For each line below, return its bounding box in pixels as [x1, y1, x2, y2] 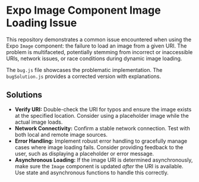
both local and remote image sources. [14, 131, 108, 138]
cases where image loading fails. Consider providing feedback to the [14, 143, 184, 150]
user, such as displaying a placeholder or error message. [14, 150, 154, 157]
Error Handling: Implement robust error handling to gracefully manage [14, 137, 188, 145]
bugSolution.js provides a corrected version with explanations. [6, 73, 162, 80]
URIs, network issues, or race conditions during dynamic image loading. [6, 55, 182, 62]
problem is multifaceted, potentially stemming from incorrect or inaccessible [6, 48, 193, 55]
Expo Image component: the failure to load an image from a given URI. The [6, 42, 187, 49]
